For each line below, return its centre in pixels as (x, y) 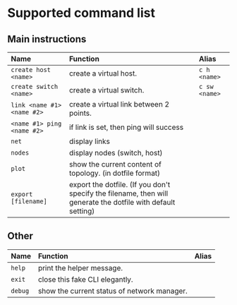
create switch (35, 86)
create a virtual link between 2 (120, 104)
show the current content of (116, 164)
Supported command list (81, 13)
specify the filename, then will (119, 193)
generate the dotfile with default (122, 202)
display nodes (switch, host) (116, 153)
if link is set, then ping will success (127, 127)
